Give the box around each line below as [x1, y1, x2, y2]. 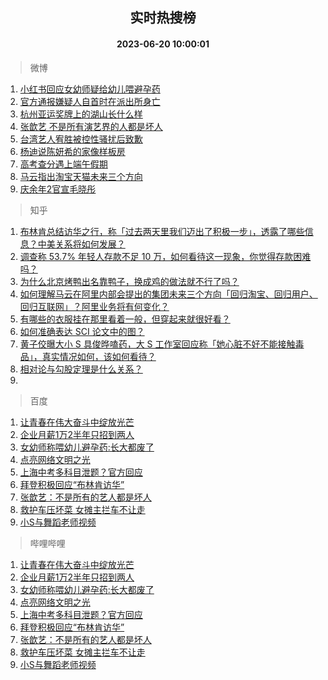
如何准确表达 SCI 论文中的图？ [19, 325, 145, 337]
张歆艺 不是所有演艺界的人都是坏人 [19, 120, 163, 132]
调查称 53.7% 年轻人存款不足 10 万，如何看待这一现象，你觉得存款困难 [19, 250, 312, 262]
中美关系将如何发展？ [37, 238, 126, 250]
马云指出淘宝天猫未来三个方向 [19, 170, 143, 182]
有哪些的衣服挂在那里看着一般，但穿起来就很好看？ [19, 313, 231, 325]
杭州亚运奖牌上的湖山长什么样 [19, 108, 143, 120]
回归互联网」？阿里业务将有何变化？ [19, 300, 170, 312]
